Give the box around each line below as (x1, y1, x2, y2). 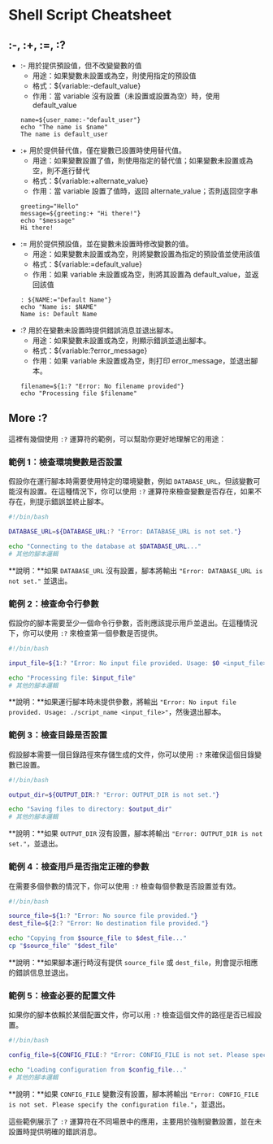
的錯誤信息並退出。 (8, 968, 73, 977)
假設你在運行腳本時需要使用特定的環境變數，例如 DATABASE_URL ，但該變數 (8, 476, 253, 486)
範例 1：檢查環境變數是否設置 (8, 456, 123, 468)
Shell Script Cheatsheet (8, 6, 172, 24)
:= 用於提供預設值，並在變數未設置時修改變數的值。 (19, 239, 193, 249)
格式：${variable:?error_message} (32, 346, 148, 355)
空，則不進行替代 (32, 166, 90, 176)
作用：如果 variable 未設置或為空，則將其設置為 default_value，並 (32, 270, 252, 279)
